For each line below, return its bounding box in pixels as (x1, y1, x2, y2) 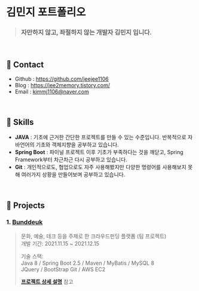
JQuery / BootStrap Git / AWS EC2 (20, 265, 106, 272)
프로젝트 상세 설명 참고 (20, 278, 74, 285)
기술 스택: (20, 252, 44, 260)
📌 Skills (6, 117, 34, 127)
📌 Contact (6, 59, 44, 69)
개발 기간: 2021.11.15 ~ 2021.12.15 (20, 240, 100, 247)
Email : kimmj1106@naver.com (14, 88, 90, 96)
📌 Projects (6, 200, 45, 210)
